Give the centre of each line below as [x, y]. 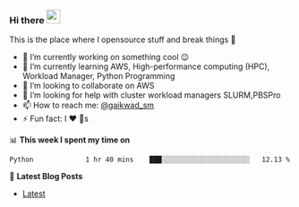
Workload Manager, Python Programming [98, 76]
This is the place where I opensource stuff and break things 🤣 [123, 39]
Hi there [27, 20]
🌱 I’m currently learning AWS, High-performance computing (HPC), [146, 66]
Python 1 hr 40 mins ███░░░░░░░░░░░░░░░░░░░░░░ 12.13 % [150, 160]
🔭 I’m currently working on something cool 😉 [106, 57]
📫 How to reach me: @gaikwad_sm [88, 105]
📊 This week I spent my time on [70, 140]
